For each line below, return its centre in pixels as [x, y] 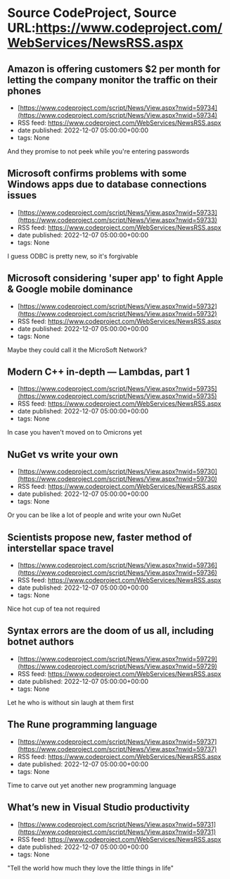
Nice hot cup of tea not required [54, 609]
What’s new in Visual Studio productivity [98, 808]
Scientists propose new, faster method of [100, 537]
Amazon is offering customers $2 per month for [114, 69]
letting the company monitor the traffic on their [113, 80]
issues [22, 195]
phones [24, 91]
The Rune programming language [82, 724]
